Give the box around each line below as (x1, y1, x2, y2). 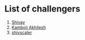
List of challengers (4, 3, 80, 14)
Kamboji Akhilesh (11, 24, 46, 30)
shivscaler (11, 29, 32, 35)
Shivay (11, 19, 25, 25)
